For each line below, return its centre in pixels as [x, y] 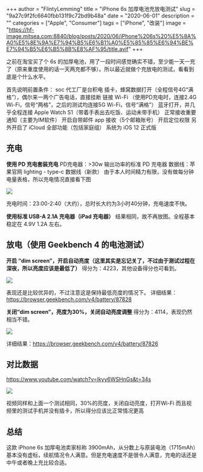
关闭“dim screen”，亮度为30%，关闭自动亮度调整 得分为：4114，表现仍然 [99, 311]
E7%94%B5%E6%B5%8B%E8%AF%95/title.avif [67, 49]
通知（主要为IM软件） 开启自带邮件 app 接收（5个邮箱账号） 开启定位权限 [98, 120]
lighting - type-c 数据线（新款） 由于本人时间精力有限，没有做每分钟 [109, 171]
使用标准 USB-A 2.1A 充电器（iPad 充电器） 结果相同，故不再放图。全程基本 [101, 216]
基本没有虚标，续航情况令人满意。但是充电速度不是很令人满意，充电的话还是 [101, 455]
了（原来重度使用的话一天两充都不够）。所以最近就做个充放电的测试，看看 [98, 69]
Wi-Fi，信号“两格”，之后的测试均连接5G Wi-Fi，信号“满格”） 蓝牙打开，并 [98, 105]
